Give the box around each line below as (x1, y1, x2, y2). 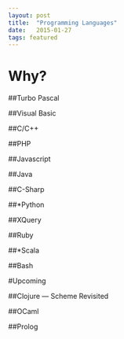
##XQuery (8, 216, 42, 225)
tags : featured (8, 33, 58, 42)
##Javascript (8, 154, 51, 164)
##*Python (8, 200, 45, 209)
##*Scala (8, 245, 39, 256)
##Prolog (8, 322, 38, 331)
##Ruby (8, 230, 34, 240)
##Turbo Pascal (8, 94, 60, 103)
